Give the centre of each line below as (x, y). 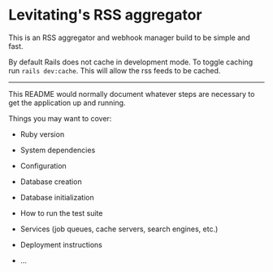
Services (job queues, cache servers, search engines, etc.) (119, 229)
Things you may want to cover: (60, 118)
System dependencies (58, 150)
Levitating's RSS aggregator (105, 15)
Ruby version (42, 134)
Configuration (43, 165)
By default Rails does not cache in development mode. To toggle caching (131, 62)
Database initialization (57, 197)
